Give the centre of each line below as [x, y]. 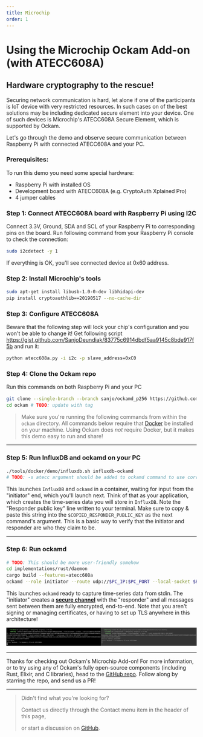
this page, [34, 716]
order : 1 [17, 19]
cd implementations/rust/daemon [47, 569]
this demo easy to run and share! [62, 436]
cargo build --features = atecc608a [50, 576]
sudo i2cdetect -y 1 [32, 251]
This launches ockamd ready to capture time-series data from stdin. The [95, 593]
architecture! [22, 619]
